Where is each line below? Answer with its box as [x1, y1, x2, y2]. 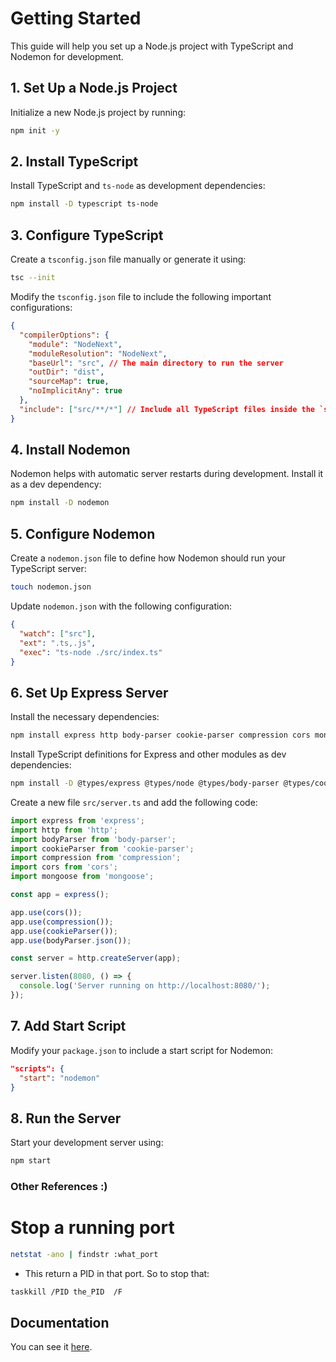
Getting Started [10, 7, 142, 30]
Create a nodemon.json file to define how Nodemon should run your [10, 552, 287, 564]
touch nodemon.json [10, 582, 92, 592]
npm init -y [10, 125, 60, 136]
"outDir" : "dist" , [28, 367, 105, 377]
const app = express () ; [10, 890, 110, 900]
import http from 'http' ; [10, 825, 118, 835]
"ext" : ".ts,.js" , [19, 638, 97, 648]
